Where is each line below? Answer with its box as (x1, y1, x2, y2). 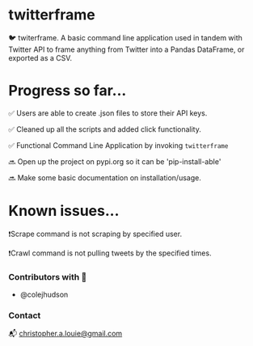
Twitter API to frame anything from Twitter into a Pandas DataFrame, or (8, 44, 245, 54)
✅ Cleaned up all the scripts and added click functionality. (8, 124, 202, 134)
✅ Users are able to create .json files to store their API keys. (8, 108, 208, 118)
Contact (8, 310, 41, 321)
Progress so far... (8, 82, 127, 100)
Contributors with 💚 (8, 271, 87, 282)
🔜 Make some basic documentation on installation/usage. (8, 172, 202, 183)
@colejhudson (19, 289, 69, 300)
